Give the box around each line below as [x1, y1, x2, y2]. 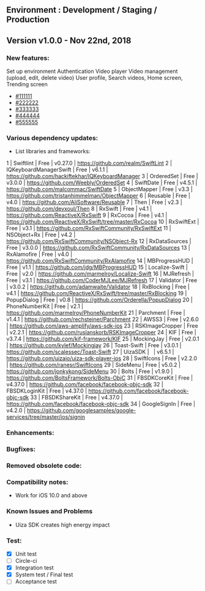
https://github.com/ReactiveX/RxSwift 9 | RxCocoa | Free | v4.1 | [6, 211, 168, 219]
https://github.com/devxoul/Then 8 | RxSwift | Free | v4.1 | [6, 205, 152, 213]
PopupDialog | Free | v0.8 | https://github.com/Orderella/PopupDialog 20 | [6, 296, 193, 304]
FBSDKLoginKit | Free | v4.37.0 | [6, 387, 88, 394]
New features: [6, 53, 50, 62]
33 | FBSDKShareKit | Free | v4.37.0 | [30, 394, 124, 401]
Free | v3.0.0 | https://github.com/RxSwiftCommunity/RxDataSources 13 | [6, 244, 191, 252]
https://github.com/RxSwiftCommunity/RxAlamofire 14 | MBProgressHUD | [6, 257, 194, 265]
